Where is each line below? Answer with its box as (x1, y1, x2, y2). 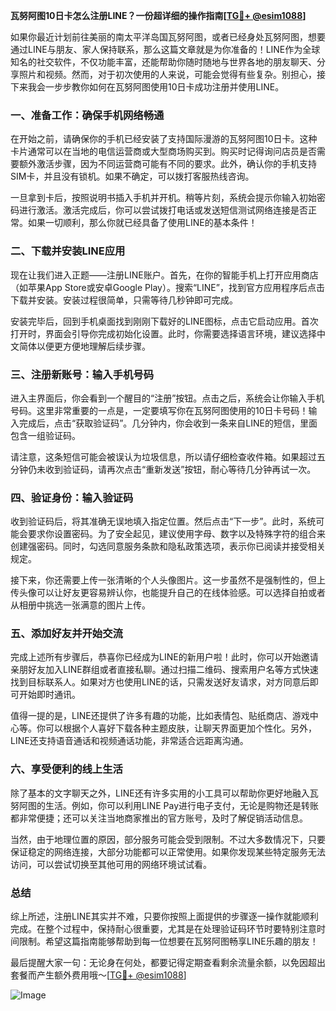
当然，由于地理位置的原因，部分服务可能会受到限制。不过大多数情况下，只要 (10, 833, 326, 845)
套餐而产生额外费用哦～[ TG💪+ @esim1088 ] (10, 969, 187, 981)
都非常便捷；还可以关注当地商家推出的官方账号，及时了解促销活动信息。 (10, 812, 308, 824)
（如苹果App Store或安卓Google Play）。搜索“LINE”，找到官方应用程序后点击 (10, 281, 325, 293)
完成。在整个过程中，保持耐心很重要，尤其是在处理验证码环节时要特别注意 (10, 923, 317, 935)
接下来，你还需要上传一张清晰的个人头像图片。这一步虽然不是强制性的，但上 (10, 574, 326, 586)
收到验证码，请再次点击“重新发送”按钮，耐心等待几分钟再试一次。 (44, 463, 317, 475)
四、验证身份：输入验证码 (10, 490, 134, 504)
